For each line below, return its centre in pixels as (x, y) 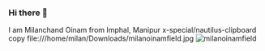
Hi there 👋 (28, 13)
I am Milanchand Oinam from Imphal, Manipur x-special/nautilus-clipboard (132, 30)
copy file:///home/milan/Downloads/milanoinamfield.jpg (101, 38)
